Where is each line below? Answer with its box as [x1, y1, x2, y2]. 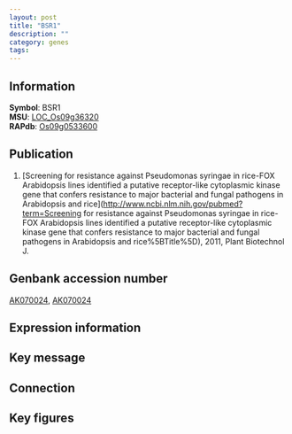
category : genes [9, 37, 69, 47]
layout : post [9, 12, 58, 22]
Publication [9, 147, 73, 162]
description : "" [9, 29, 69, 38]
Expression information [9, 320, 142, 335]
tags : [9, 46, 29, 55]
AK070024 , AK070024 [9, 294, 92, 306]
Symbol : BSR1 [9, 102, 61, 112]
